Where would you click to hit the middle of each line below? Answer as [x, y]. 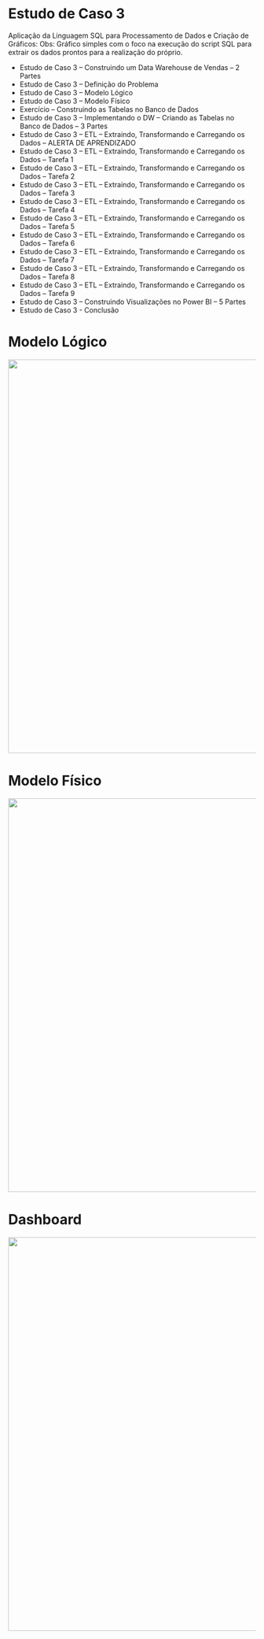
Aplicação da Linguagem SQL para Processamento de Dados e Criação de [128, 35]
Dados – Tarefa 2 [47, 176]
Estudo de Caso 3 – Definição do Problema [89, 84]
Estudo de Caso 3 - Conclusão [69, 310]
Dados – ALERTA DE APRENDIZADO [77, 142]
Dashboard [45, 1219]
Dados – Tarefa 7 [47, 260]
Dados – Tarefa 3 [47, 193]
